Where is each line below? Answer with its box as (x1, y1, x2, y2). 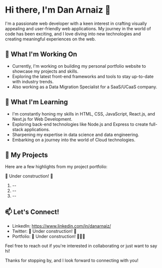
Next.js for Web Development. (12, 116, 72, 122)
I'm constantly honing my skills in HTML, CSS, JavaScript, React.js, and (12, 111, 156, 116)
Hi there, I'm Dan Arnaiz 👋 (5, 4, 111, 16)
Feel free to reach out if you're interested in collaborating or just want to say (5, 243, 157, 249)
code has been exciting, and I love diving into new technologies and (5, 31, 141, 37)
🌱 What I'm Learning (5, 98, 68, 106)
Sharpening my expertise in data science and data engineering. (12, 132, 140, 137)
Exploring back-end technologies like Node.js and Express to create (12, 121, 148, 127)
